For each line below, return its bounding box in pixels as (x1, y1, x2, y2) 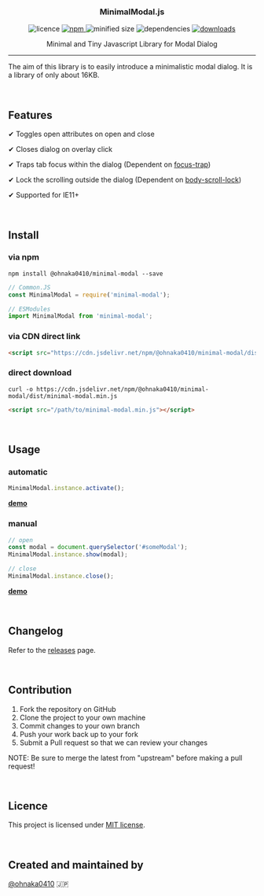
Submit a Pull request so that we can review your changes (19, 738, 208, 747)
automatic (8, 466, 49, 477)
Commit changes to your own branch (19, 721, 140, 730)
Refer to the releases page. (8, 645, 96, 654)
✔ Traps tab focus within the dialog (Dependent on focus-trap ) (8, 160, 211, 169)
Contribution (8, 684, 72, 697)
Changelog (8, 625, 64, 638)
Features (8, 109, 53, 122)
